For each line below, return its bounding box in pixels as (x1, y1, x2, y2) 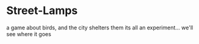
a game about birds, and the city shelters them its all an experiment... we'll (6, 24, 194, 31)
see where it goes (6, 30, 52, 37)
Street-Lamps (6, 4, 78, 18)
